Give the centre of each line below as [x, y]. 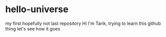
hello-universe [37, 9]
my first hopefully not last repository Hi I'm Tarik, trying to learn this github [83, 23]
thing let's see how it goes [33, 28]
